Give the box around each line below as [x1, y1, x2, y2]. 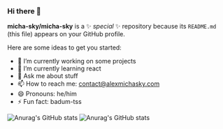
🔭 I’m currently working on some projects [17, 57, 136, 66]
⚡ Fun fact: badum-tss [17, 98, 82, 106]
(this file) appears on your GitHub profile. [7, 30, 126, 38]
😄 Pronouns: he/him [17, 90, 77, 98]
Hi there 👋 [7, 6, 42, 16]
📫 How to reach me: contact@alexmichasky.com [17, 79, 160, 88]
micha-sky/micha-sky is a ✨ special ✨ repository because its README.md [7, 22, 217, 31]
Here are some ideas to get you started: [7, 43, 122, 52]
